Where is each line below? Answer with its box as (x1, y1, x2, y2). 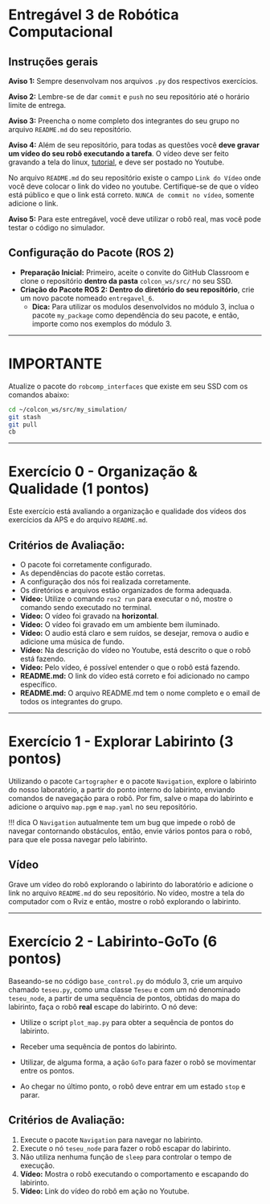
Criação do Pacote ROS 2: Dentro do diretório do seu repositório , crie (19, 284, 255, 294)
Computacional (8, 23, 113, 41)
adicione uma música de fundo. (19, 637, 125, 646)
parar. (19, 1090, 40, 1099)
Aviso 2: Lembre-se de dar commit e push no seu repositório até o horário (8, 92, 250, 102)
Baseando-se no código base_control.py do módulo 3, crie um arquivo (8, 976, 243, 986)
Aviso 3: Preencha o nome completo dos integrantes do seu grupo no (8, 116, 239, 126)
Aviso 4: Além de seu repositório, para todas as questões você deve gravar (8, 140, 260, 150)
